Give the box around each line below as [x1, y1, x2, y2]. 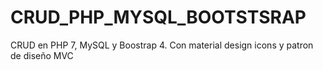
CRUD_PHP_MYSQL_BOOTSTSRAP [10, 6, 307, 29]
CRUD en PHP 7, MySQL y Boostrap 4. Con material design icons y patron [10, 39, 314, 51]
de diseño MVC [10, 49, 74, 61]
